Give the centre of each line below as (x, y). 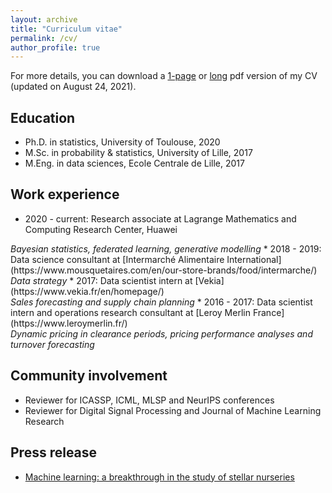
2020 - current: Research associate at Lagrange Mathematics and (160, 218)
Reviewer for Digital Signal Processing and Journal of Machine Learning (173, 410)
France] (268, 312)
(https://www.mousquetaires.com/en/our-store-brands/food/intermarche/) (164, 270)
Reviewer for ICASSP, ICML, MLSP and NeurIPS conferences (149, 400)
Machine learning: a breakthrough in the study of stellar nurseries (159, 477)
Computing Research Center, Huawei (101, 229)
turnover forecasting (52, 344)
